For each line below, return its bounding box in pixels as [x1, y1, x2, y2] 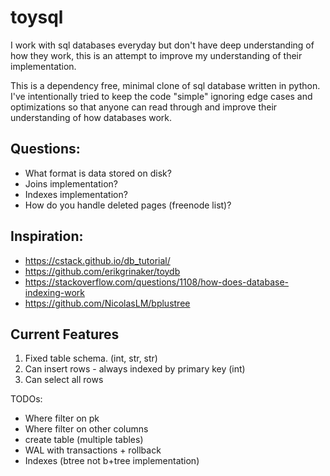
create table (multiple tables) [24, 434, 144, 446]
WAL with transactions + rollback [24, 444, 162, 456]
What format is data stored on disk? [24, 167, 172, 179]
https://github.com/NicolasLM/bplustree [24, 297, 191, 309]
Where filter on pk [24, 412, 100, 425]
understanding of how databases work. [10, 111, 173, 123]
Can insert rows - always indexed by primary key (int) [24, 363, 246, 375]
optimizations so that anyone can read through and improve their [10, 101, 278, 113]
